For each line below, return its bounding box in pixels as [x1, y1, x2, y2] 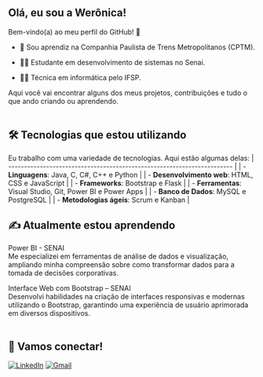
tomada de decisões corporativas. [8, 269, 119, 278]
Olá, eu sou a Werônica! [8, 6, 127, 20]
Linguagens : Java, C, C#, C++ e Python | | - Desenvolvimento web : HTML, [8, 170, 254, 179]
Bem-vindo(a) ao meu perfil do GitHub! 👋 [8, 27, 141, 36]
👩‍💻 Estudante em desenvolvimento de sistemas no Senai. [19, 57, 206, 67]
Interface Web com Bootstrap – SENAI [8, 284, 131, 293]
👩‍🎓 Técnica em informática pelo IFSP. [19, 72, 141, 82]
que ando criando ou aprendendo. [8, 96, 119, 105]
